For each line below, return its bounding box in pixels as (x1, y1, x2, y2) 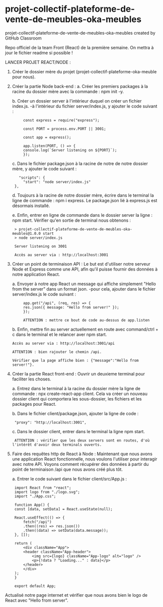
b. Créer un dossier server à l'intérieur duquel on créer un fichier (12, 98, 142, 104)
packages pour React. (12, 401, 57, 407)
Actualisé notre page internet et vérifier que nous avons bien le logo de (5, 592, 147, 598)
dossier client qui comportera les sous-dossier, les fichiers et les (12, 396, 142, 401)
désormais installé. (12, 203, 50, 209)
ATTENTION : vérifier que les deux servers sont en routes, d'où (14, 438, 150, 443)
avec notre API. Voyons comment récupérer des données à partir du (12, 461, 149, 467)
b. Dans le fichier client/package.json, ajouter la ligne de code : (12, 410, 139, 416)
